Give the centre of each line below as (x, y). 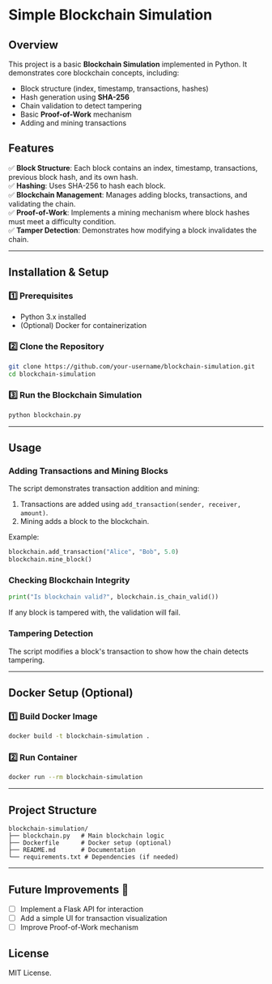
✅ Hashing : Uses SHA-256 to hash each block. (87, 185)
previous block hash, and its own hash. (73, 177)
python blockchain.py (45, 415)
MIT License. (30, 973)
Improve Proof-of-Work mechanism (79, 927)
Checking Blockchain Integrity (69, 581)
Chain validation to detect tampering (81, 106)
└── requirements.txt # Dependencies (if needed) (94, 857)
